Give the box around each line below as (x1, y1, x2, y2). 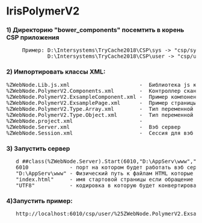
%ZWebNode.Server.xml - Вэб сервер (6, 124, 181, 130)
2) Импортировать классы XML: (6, 68, 106, 76)
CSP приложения (6, 33, 60, 42)
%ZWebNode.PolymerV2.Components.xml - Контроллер (6, 87, 181, 94)
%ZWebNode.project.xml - (6, 118, 143, 124)
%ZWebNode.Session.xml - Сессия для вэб (6, 130, 194, 136)
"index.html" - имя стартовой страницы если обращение (16, 176, 194, 183)
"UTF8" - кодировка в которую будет (16, 182, 156, 189)
